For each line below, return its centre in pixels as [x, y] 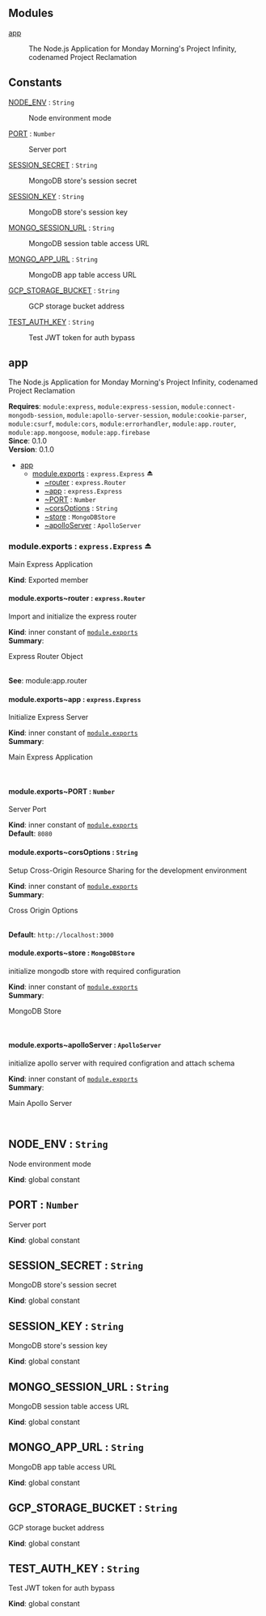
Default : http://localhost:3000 [61, 934]
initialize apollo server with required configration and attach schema [122, 1063]
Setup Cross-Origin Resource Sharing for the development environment [128, 870]
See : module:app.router [48, 680]
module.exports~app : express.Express [75, 699]
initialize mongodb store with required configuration [95, 971]
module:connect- [208, 407]
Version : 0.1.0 [32, 449]
